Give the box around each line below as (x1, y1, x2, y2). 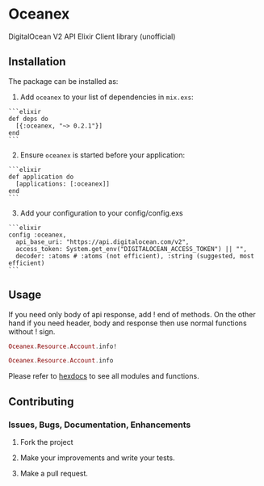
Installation (8, 55, 66, 69)
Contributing (8, 395, 74, 408)
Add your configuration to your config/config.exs (19, 207, 183, 218)
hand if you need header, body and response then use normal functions (8, 318, 248, 328)
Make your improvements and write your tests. (19, 453, 175, 463)
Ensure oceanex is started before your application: (19, 150, 186, 160)
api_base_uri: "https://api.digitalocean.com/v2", (15, 237, 190, 246)
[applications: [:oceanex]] (15, 179, 111, 188)
